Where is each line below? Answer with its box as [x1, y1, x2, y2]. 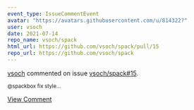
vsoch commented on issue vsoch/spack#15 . [7, 68, 139, 78]
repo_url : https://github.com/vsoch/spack [7, 50, 134, 57]
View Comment [7, 94, 52, 103]
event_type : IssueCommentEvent [7, 10, 99, 18]
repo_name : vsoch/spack [7, 37, 78, 44]
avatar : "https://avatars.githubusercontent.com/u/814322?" [7, 17, 188, 24]
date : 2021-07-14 [7, 30, 59, 37]
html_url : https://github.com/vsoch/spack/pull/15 [7, 43, 159, 50]
